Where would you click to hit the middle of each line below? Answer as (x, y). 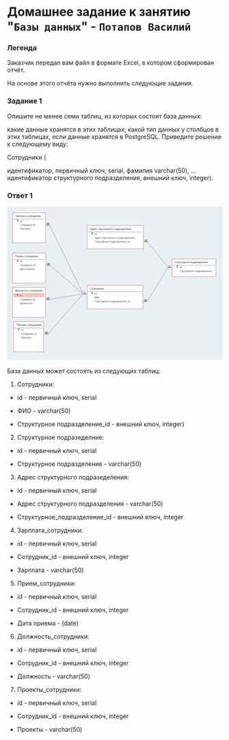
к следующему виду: (38, 144)
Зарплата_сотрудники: (50, 530)
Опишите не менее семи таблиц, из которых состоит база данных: (105, 116)
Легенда (22, 48)
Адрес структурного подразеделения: (73, 477)
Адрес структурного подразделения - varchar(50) (90, 504)
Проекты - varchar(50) (50, 729)
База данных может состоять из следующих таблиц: (84, 371)
